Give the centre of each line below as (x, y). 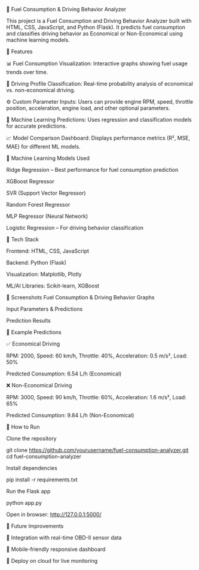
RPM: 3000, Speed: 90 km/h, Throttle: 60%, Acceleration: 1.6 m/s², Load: (96, 397)
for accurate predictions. (36, 126)
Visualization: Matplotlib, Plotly (44, 274)
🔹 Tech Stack (22, 239)
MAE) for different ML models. (43, 146)
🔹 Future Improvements (35, 526)
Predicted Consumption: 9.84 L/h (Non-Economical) (70, 415)
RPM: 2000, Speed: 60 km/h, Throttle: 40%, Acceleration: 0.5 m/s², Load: (97, 356)
